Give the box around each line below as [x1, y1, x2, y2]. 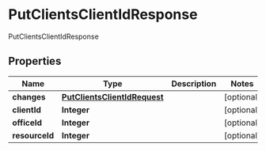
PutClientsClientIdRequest [62, 91, 164, 102]
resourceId [12, 130, 55, 141]
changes [12, 91, 46, 102]
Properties [8, 55, 62, 68]
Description [171, 77, 217, 89]
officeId [12, 117, 42, 128]
